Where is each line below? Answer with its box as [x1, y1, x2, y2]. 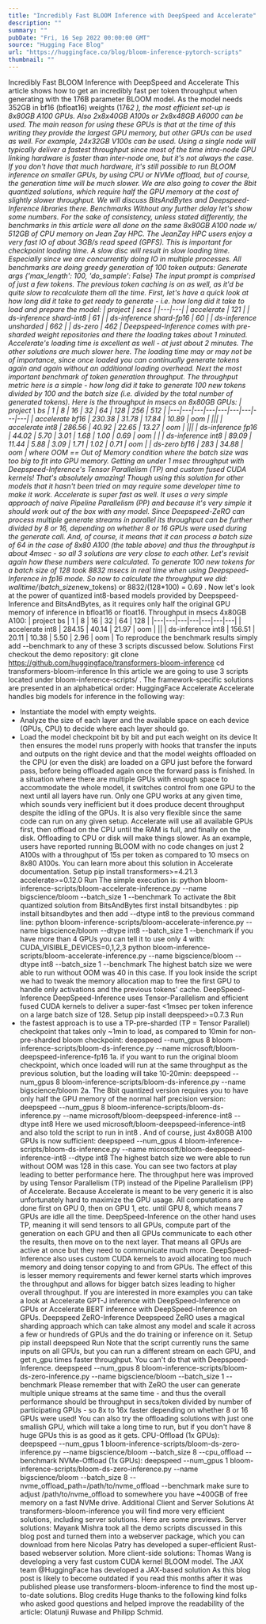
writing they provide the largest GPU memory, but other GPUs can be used [8, 127, 252, 137]
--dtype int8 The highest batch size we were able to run [68, 1153, 251, 1162]
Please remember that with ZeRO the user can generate [59, 1379, 241, 1390]
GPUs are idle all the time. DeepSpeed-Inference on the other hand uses [19, 1211, 256, 1221]
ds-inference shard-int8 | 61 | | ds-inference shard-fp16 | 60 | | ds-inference [8, 313, 257, 322]
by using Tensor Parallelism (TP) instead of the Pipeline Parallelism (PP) [19, 1177, 253, 1188]
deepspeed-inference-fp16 [19, 1052, 108, 1061]
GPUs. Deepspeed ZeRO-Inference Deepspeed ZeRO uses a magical [19, 1312, 245, 1322]
